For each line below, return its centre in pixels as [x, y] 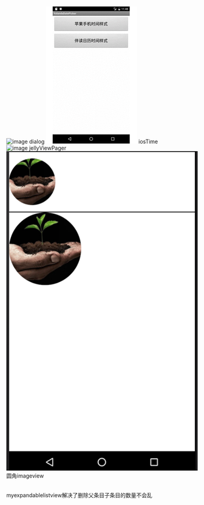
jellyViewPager [48, 148]
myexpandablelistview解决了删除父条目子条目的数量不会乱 [80, 495]
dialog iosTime [94, 141]
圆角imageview [25, 476]
